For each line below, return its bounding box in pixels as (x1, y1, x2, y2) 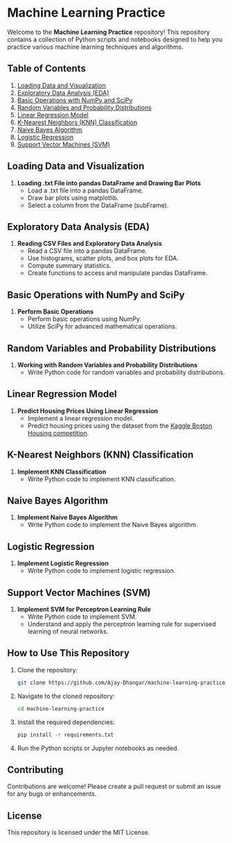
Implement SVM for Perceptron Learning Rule (17, 606, 151, 614)
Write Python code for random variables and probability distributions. (27, 368, 225, 376)
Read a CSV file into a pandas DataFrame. (27, 247, 148, 255)
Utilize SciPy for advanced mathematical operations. (27, 322, 177, 331)
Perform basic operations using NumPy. (27, 315, 142, 324)
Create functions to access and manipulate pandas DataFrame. (27, 269, 208, 277)
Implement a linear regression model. (27, 414, 134, 422)
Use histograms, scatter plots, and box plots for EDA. (27, 254, 179, 262)
